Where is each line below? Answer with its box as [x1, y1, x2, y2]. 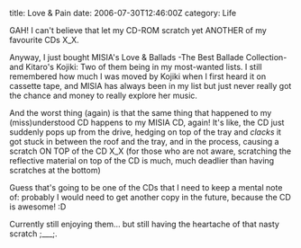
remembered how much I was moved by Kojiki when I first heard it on [9, 71, 267, 82]
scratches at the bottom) [9, 165, 101, 175]
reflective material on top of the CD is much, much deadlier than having [9, 155, 275, 165]
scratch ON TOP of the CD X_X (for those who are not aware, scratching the [9, 146, 292, 156]
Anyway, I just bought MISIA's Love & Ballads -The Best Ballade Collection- [9, 52, 287, 62]
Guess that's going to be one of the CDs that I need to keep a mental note [9, 182, 283, 192]
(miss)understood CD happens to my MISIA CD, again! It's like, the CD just [9, 117, 285, 128]
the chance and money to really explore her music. [9, 90, 198, 101]
